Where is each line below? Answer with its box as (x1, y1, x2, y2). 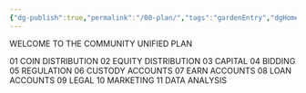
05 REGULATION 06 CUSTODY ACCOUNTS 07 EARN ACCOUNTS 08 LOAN (9, 65, 292, 76)
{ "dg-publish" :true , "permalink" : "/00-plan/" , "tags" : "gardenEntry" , (9, 13, 271, 23)
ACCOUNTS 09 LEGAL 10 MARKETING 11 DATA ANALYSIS (9, 74, 228, 86)
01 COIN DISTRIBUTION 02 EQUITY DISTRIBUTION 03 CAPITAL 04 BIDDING (9, 55, 296, 66)
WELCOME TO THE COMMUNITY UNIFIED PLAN (9, 38, 193, 49)
